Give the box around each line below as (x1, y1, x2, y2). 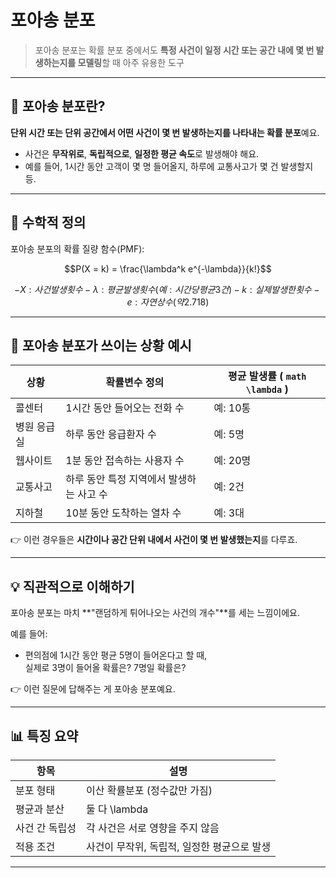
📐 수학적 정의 (10, 214, 87, 231)
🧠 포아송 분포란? (10, 98, 106, 115)
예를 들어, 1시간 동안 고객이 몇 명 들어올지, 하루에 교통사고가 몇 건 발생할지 (24, 160, 314, 172)
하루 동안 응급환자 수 (65, 427, 157, 441)
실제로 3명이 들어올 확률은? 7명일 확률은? (24, 662, 187, 674)
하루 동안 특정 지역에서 (65, 472, 167, 486)
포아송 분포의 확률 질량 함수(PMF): (10, 242, 145, 255)
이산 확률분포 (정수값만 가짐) (85, 784, 213, 797)
